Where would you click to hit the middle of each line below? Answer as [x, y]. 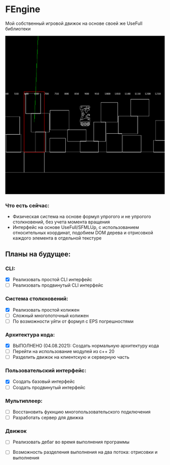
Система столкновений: [37, 299]
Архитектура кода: [30, 334]
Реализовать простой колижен [46, 309]
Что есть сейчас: [27, 206]
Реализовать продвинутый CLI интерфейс [58, 285]
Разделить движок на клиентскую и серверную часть [71, 357]
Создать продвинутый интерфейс [49, 387]
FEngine [23, 9]
